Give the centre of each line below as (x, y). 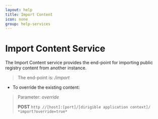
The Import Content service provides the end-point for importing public (79, 63)
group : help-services (28, 24)
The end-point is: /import (44, 78)
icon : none (17, 19)
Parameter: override (38, 97)
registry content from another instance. (46, 68)
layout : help (19, 10)
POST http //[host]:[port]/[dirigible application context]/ (84, 107)
